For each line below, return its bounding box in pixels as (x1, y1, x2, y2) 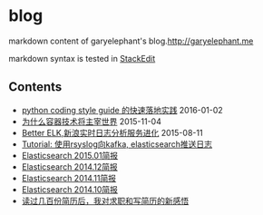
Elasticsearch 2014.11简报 (21, 172, 117, 183)
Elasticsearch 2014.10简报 (21, 183, 119, 195)
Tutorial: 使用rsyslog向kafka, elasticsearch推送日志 (21, 138, 213, 150)
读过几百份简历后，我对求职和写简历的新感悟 (21, 195, 190, 206)
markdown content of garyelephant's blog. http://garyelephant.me (8, 35, 254, 46)
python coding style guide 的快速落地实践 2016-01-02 (21, 104, 223, 115)
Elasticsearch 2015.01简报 (21, 150, 119, 161)
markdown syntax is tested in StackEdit (8, 53, 156, 64)
